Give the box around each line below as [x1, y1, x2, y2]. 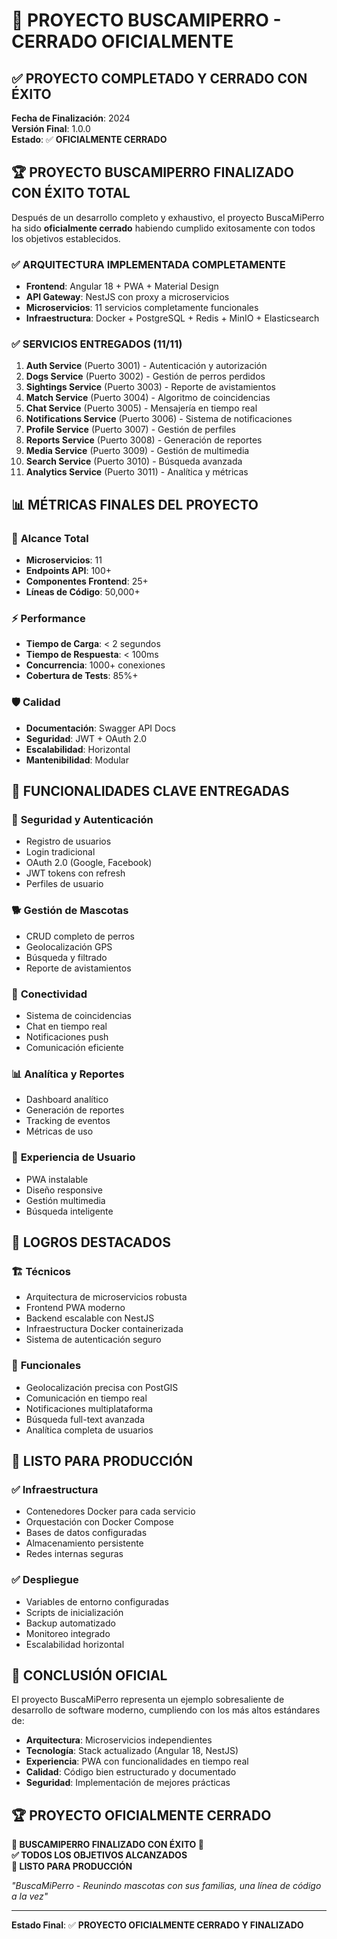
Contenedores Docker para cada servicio [25, 1505, 196, 1518]
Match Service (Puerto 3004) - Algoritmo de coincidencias [25, 392, 271, 404]
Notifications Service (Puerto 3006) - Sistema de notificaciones [25, 413, 293, 425]
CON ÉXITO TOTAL [11, 185, 131, 202]
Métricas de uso [25, 1125, 94, 1138]
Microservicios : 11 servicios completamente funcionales [25, 302, 259, 314]
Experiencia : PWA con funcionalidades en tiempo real [25, 1755, 249, 1768]
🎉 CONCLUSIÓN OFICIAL [11, 1667, 168, 1684]
